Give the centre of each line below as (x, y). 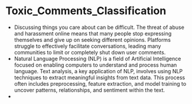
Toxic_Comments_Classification (86, 11)
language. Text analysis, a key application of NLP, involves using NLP (98, 71)
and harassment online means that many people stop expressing (93, 33)
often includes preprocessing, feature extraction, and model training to (100, 83)
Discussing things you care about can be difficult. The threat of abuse (99, 27)
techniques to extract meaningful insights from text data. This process (100, 77)
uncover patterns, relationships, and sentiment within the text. (90, 90)
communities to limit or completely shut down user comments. (90, 52)
